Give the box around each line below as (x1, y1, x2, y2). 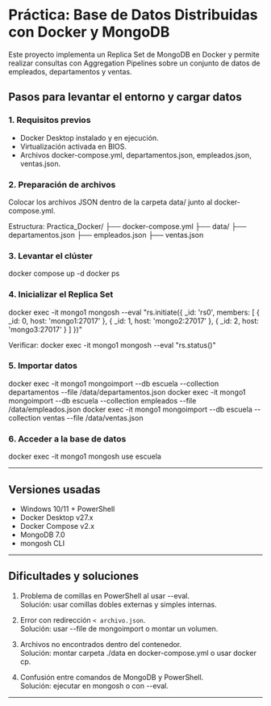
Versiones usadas (8, 483, 101, 497)
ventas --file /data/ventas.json (42, 412, 144, 422)
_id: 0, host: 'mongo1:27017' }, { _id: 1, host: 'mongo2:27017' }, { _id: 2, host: (8, 315, 260, 325)
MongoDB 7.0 (19, 530, 65, 539)
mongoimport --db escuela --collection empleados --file (8, 395, 197, 405)
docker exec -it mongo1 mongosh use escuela (8, 451, 161, 462)
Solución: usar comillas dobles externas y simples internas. (19, 599, 217, 609)
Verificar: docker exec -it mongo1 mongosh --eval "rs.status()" (8, 340, 216, 349)
